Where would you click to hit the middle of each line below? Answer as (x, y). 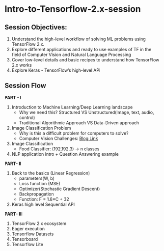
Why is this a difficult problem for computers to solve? (74, 133)
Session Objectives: (36, 27)
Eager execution (28, 228)
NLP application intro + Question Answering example (65, 154)
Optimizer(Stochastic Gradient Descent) (59, 189)
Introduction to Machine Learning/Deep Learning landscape (72, 107)
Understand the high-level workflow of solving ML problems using (79, 39)
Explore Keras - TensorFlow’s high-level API (56, 70)
